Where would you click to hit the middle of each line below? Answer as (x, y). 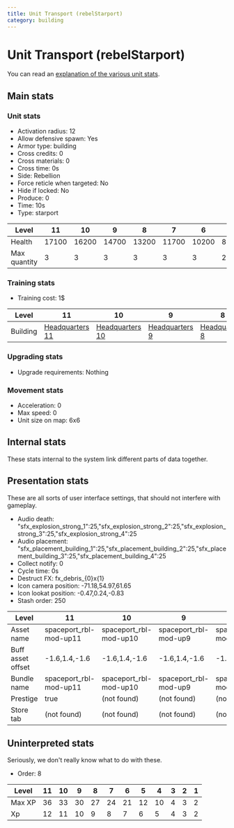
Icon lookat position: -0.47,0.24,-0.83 (70, 593)
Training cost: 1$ (41, 298)
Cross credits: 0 (40, 154)
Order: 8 (29, 773)
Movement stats (36, 390)
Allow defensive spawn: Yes (57, 139)
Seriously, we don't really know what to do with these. (85, 760)
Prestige (24, 698)
